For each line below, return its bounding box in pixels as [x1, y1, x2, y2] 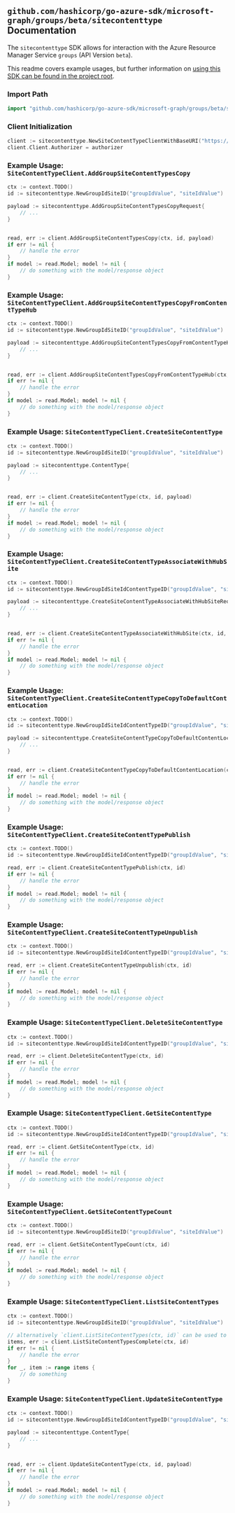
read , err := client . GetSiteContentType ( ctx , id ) [7, 1143, 155, 1150]
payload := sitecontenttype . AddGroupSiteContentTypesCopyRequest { [7, 203, 205, 210]
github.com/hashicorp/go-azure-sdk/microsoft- [7, 6, 215, 17]
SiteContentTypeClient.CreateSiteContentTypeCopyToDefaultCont [7, 694, 227, 703]
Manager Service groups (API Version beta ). [7, 50, 133, 59]
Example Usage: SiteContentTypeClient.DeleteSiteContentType [7, 1018, 223, 1028]
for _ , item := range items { [7, 1365, 96, 1372]
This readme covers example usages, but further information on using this [7, 64, 221, 73]
